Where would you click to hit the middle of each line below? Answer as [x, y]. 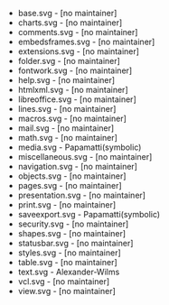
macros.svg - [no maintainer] [72, 118]
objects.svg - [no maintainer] [72, 176]
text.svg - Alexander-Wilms [69, 272]
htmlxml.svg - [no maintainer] [73, 90]
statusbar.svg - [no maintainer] [75, 243]
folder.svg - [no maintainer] [69, 61]
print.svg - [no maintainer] [67, 205]
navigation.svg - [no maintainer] [78, 166]
